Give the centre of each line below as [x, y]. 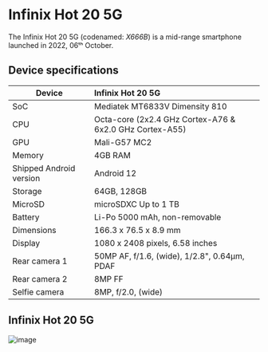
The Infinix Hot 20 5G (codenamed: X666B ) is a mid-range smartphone [125, 37]
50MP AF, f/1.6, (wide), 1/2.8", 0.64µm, [169, 255]
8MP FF [109, 279]
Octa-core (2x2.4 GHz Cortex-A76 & [165, 119]
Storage [27, 191]
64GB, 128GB [121, 191]
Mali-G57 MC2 [123, 142]
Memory [28, 155]
